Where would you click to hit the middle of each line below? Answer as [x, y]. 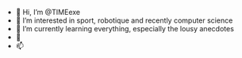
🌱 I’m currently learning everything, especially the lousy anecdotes [125, 29]
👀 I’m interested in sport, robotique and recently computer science [124, 20]
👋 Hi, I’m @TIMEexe [48, 12]
